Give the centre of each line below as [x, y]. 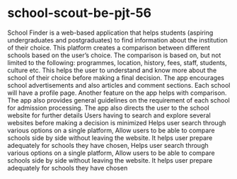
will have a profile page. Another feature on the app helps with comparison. [117, 93]
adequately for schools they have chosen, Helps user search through [108, 145]
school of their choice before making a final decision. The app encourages [116, 77]
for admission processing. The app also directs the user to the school [109, 108]
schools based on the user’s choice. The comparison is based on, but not [114, 55]
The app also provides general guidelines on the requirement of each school [118, 100]
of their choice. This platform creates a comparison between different [109, 47]
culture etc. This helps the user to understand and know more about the [112, 70]
